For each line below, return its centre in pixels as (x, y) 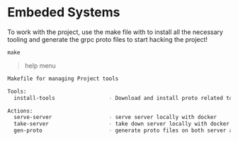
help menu (40, 65)
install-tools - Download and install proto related (118, 98)
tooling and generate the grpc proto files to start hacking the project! (107, 39)
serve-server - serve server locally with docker (115, 118)
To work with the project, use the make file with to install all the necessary (115, 32)
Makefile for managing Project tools (63, 79)
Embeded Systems (64, 12)
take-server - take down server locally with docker (122, 124)
